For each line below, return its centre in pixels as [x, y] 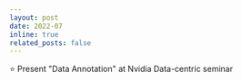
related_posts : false [50, 43]
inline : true [34, 34]
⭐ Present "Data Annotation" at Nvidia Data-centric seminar [121, 69]
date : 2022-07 [36, 26]
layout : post [34, 18]
